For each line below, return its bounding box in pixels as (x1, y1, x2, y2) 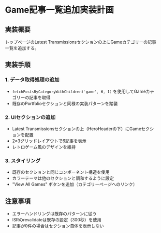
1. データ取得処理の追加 (5, 76, 59, 83)
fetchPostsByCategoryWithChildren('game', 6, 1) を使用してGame (12, 88, 146, 94)
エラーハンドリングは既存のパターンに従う (12, 211, 97, 216)
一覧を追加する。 (5, 45, 39, 51)
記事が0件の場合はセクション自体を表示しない (12, 223, 104, 229)
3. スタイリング (5, 157, 41, 164)
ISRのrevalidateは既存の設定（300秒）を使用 (12, 217, 102, 223)
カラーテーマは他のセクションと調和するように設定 (12, 175, 114, 181)
